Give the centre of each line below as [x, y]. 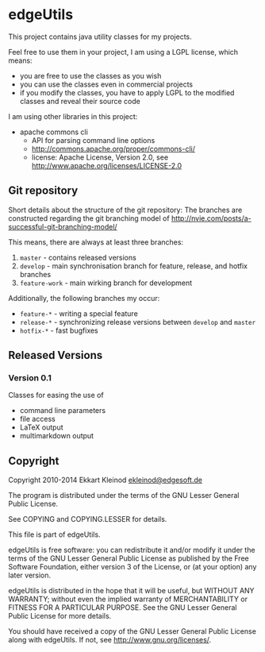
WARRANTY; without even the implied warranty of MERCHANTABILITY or [128, 599]
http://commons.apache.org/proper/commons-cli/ [113, 149]
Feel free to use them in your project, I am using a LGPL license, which [123, 52]
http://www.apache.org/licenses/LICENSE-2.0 [107, 165]
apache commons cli [54, 132]
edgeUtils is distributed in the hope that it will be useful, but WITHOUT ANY [132, 591]
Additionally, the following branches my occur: [84, 298]
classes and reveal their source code [80, 101]
